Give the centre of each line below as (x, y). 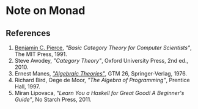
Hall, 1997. (27, 86)
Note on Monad (46, 11)
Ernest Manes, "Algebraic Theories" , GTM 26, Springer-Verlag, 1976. (101, 73)
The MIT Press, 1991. (41, 54)
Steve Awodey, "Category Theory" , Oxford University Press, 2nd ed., (101, 61)
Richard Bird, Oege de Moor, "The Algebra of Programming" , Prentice (102, 80)
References (28, 33)
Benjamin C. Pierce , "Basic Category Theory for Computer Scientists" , (103, 47)
